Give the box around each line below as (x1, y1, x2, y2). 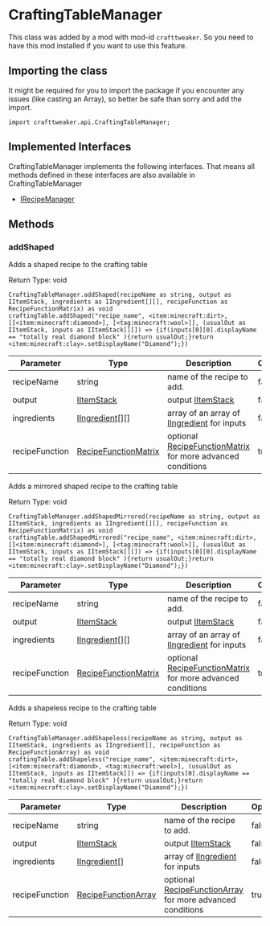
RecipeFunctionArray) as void (8, 748, 110, 757)
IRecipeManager (19, 194, 75, 204)
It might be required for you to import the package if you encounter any (8, 85, 244, 95)
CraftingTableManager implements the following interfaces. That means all (8, 161, 256, 171)
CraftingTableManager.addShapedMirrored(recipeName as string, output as (8, 512, 261, 521)
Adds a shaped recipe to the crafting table (8, 260, 148, 270)
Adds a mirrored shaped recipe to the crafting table (8, 481, 178, 492)
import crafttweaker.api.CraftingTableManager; (8, 118, 171, 126)
